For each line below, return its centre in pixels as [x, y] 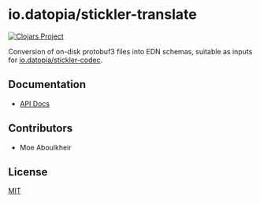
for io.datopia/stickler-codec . [56, 60]
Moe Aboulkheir [46, 147]
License [28, 172]
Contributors [41, 129]
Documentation [47, 85]
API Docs [34, 103]
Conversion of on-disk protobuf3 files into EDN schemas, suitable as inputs [130, 51]
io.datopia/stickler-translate [102, 15]
